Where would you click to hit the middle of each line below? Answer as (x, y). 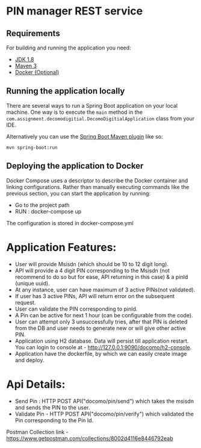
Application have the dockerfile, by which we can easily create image (101, 353)
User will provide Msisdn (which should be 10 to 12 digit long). (91, 264)
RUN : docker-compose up (48, 211)
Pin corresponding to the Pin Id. (54, 420)
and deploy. (29, 360)
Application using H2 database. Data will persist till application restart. (102, 341)
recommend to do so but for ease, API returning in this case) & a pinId (101, 277)
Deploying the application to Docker (75, 166)
